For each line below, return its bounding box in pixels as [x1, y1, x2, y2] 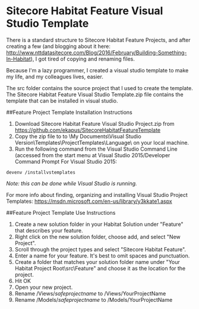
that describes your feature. [14, 227, 83, 234]
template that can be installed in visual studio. [6, 97, 118, 104]
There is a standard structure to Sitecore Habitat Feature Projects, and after [6, 36, 191, 43]
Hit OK [14, 277, 31, 284]
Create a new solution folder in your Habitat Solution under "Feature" [14, 221, 184, 228]
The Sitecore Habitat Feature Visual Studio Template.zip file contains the [6, 91, 184, 98]
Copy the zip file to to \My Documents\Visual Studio [14, 132, 141, 140]
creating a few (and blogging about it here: [6, 43, 111, 50]
